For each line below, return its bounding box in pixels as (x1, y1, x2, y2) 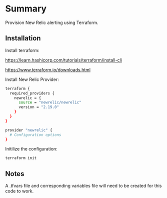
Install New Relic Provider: (5, 76, 59, 82)
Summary (5, 3, 46, 14)
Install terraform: (5, 47, 39, 53)
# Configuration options (9, 132, 61, 137)
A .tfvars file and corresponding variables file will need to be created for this (5, 183, 162, 189)
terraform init (5, 155, 37, 160)
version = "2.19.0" (18, 104, 59, 110)
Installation (5, 34, 41, 42)
